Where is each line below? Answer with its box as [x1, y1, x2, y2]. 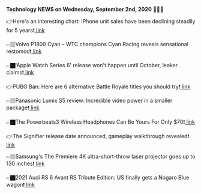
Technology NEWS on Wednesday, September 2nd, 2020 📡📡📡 [6, 6, 164, 13]
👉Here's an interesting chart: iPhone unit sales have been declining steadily [6, 18, 196, 25]
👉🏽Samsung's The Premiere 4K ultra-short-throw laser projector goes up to [6, 153, 196, 160]
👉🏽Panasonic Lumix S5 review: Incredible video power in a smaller [6, 97, 173, 104]
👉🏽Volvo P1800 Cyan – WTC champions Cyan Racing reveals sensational [6, 41, 189, 47]
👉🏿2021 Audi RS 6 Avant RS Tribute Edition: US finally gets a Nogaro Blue [6, 174, 190, 181]
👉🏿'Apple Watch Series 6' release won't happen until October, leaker [6, 62, 178, 68]
